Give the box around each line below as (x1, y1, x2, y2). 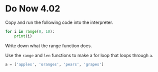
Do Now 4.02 (5, 3, 60, 14)
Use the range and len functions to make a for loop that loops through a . (5, 52, 153, 58)
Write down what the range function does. (5, 43, 92, 49)
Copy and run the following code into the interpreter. (5, 19, 113, 25)
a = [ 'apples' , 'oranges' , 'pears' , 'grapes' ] (5, 62, 104, 67)
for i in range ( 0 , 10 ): (5, 29, 55, 34)
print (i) (14, 33, 32, 39)
